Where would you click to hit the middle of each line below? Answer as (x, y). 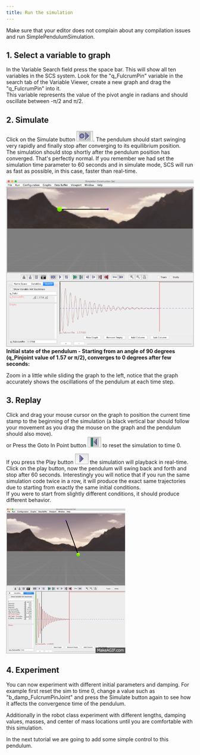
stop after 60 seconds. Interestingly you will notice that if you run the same (98, 475)
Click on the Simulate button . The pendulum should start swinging (96, 139)
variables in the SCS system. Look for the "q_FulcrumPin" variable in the (95, 76)
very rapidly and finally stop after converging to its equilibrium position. (93, 146)
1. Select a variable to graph (58, 56)
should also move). (29, 433)
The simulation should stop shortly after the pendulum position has (88, 152)
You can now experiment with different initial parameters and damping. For (98, 684)
